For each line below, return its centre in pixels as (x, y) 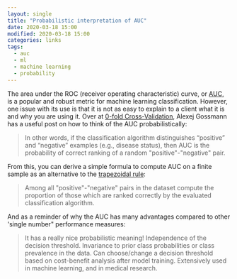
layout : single (30, 14)
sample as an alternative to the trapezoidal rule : (77, 174)
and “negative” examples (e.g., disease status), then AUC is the (117, 145)
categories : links (34, 40)
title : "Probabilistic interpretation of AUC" (77, 21)
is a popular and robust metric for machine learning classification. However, (117, 101)
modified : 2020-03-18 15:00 (49, 34)
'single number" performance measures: (67, 224)
